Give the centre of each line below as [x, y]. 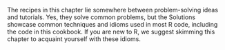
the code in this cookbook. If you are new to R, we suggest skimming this [111, 32]
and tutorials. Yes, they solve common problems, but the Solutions [101, 17]
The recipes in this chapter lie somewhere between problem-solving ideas [113, 10]
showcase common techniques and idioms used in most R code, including [112, 24]
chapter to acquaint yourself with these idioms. [74, 39]
